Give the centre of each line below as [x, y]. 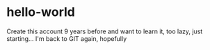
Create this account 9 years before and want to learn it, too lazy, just [105, 31]
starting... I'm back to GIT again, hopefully [67, 38]
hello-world [41, 12]
